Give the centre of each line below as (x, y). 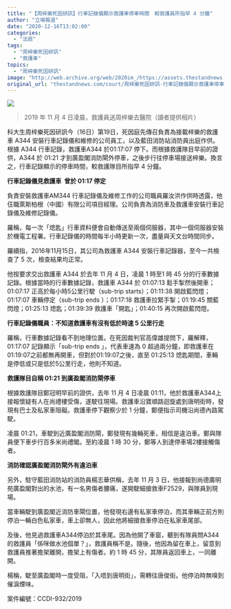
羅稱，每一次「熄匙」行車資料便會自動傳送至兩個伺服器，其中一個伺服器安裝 (115, 227)
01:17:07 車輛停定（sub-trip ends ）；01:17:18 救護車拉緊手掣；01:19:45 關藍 (113, 300)
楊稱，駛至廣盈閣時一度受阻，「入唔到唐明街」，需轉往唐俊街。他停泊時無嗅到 (115, 575)
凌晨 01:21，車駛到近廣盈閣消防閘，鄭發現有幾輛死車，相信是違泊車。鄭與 (111, 433)
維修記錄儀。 (43, 213)
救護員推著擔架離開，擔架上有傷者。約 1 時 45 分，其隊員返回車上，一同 (109, 553)
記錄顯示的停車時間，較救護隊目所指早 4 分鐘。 (98, 167)
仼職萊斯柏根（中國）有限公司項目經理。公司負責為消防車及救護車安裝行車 (112, 205)
